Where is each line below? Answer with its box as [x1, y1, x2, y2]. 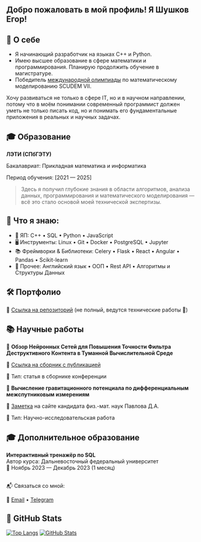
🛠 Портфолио [6, 287, 61, 297]
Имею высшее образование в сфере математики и [14, 57, 147, 64]
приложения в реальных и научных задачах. [6, 114, 121, 121]
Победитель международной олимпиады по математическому [14, 76, 178, 84]
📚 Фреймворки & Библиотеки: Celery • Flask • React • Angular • [14, 247, 180, 254]
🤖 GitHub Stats [6, 514, 62, 524]
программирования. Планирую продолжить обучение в [14, 63, 159, 71]
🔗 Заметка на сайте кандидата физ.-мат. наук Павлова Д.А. [6, 402, 160, 410]
